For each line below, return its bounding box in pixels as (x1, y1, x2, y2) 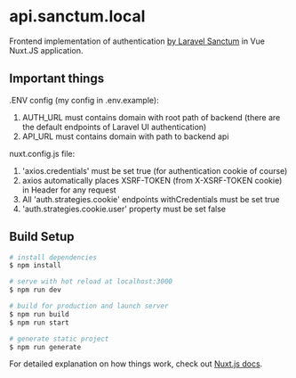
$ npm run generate (9, 342, 82, 351)
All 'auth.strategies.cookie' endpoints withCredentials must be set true (21, 193, 280, 204)
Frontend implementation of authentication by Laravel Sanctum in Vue (9, 36, 265, 46)
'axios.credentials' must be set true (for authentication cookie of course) (21, 165, 288, 176)
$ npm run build (9, 309, 69, 318)
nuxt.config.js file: (9, 148, 76, 159)
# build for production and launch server (9, 301, 169, 311)
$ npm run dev (9, 285, 62, 295)
